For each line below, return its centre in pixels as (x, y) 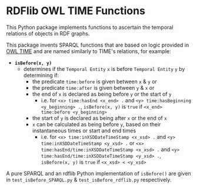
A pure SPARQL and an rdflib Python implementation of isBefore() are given (98, 173)
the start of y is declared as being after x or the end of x (100, 118)
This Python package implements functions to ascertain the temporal (90, 27)
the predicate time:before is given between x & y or (95, 82)
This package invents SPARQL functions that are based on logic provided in (98, 45)
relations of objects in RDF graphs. (48, 33)
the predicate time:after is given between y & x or (93, 87)
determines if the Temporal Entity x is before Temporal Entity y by (104, 69)
